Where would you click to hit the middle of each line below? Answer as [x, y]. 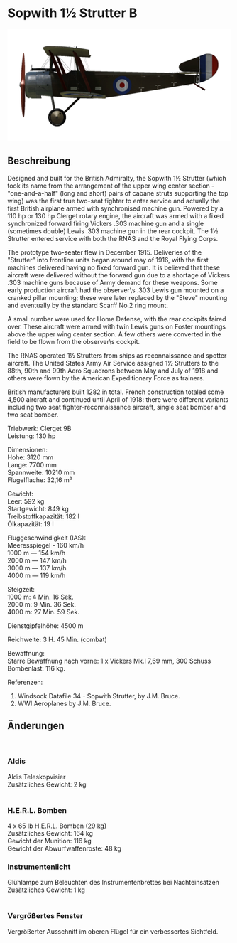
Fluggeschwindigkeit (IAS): [47, 538]
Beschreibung [39, 161]
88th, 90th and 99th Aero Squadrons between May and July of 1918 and [113, 371]
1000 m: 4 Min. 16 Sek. [40, 597]
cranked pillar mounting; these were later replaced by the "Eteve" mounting [117, 297]
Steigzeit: [21, 589]
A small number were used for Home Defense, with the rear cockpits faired [117, 319]
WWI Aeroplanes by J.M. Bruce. [64, 703]
